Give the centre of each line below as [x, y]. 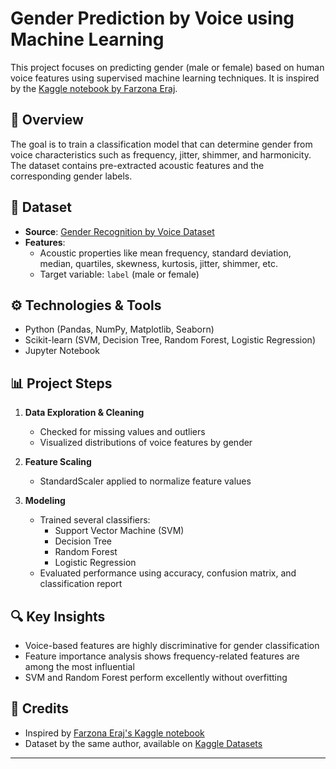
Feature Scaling [58, 462]
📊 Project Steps [61, 383]
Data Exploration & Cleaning [84, 413]
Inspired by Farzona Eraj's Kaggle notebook [114, 733]
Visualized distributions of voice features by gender [146, 443]
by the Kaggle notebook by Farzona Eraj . [94, 88]
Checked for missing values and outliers [122, 432]
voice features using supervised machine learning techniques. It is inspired [165, 78]
